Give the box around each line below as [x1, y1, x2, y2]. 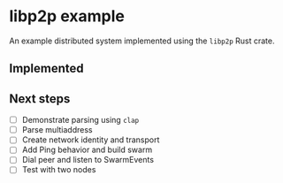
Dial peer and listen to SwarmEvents [21, 155, 155, 165]
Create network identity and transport [21, 134, 160, 145]
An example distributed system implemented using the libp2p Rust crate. [9, 35, 275, 46]
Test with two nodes [21, 164, 96, 175]
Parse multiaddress [21, 125, 93, 135]
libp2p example [9, 6, 126, 27]
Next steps [9, 91, 71, 106]
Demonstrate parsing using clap [21, 115, 140, 126]
